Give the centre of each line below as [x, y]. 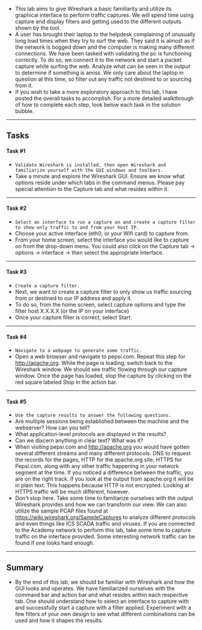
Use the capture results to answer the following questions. [93, 416]
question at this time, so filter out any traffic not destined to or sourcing [103, 79]
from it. [24, 86]
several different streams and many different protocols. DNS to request [103, 454]
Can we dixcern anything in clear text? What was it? [79, 441]
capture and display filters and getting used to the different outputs [98, 21]
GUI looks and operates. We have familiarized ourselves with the [95, 588]
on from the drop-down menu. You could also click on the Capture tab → [105, 246]
